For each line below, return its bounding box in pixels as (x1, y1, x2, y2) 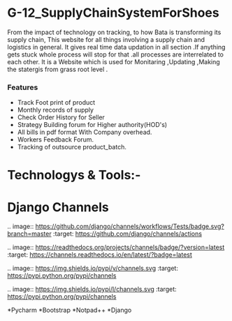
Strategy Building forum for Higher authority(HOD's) (17, 121, 168, 129)
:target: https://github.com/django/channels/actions (52, 230, 203, 238)
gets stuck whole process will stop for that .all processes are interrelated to (7, 50, 224, 59)
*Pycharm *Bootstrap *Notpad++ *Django (7, 306, 132, 315)
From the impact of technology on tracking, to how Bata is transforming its (7, 28, 222, 36)
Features (7, 82, 38, 92)
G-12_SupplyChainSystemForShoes (7, 5, 219, 21)
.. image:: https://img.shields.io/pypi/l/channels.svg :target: (7, 285, 177, 294)
